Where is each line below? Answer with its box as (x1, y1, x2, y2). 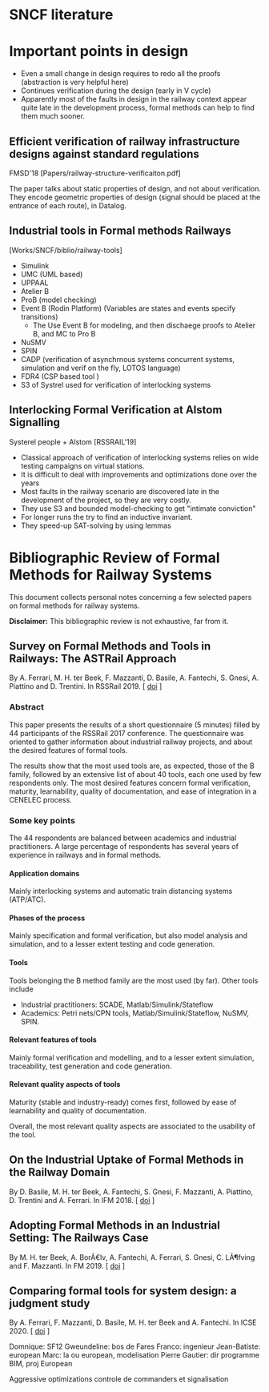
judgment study (9, 1296, 90, 1310)
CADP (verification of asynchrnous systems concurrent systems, (20, 354, 235, 364)
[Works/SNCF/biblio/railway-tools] (9, 245, 122, 255)
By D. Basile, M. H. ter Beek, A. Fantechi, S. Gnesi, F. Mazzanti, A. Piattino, (9, 1187, 254, 1197)
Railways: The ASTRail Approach (9, 651, 177, 666)
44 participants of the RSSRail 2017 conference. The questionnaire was (9, 728, 244, 738)
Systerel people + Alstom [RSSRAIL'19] (9, 437, 137, 446)
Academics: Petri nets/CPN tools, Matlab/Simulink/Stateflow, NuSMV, (20, 1008, 250, 1018)
